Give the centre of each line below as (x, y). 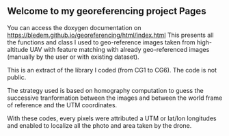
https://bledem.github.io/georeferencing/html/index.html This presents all (110, 35)
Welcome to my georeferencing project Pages (107, 11)
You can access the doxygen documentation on (74, 27)
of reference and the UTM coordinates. (62, 105)
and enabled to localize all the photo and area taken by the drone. (99, 125)
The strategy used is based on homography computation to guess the (105, 90)
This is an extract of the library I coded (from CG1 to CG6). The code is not (112, 70)
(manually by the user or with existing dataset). (73, 57)
